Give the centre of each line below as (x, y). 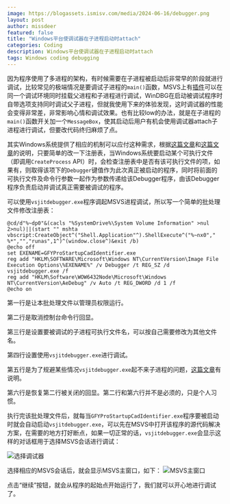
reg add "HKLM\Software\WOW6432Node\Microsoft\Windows (87, 277)
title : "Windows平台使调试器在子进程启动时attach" (74, 39)
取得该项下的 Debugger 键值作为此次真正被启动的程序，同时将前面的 (124, 170)
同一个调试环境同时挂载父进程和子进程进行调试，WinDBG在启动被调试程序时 (115, 95)
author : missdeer (32, 26)
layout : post (26, 20)
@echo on (20, 289)
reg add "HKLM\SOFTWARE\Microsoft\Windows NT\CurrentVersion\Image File (113, 259)
